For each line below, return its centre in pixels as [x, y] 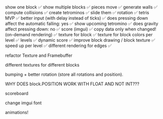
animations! [17, 112]
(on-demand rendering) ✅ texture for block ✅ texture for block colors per [79, 35]
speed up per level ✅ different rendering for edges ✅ [58, 46]
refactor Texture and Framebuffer [39, 55]
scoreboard [17, 93]
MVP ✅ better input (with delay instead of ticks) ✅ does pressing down [77, 18]
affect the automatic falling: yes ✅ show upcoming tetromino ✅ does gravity [82, 24]
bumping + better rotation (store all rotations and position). [64, 74]
